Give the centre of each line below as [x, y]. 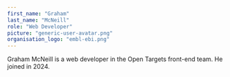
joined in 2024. [29, 67]
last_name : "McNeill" [38, 20]
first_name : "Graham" [38, 14]
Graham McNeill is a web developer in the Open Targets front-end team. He [115, 59]
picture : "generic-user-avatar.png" [60, 33]
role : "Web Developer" [40, 26]
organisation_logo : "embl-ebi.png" [59, 40]
